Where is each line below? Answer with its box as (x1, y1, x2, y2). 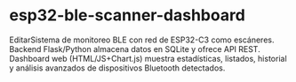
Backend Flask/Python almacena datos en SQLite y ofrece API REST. (9, 43, 260, 54)
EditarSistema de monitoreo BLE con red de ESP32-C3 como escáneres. (9, 34, 275, 45)
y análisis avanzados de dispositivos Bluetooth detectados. (9, 63, 226, 73)
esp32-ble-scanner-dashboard (9, 5, 246, 26)
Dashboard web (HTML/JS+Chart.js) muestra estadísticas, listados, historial (9, 53, 287, 63)
